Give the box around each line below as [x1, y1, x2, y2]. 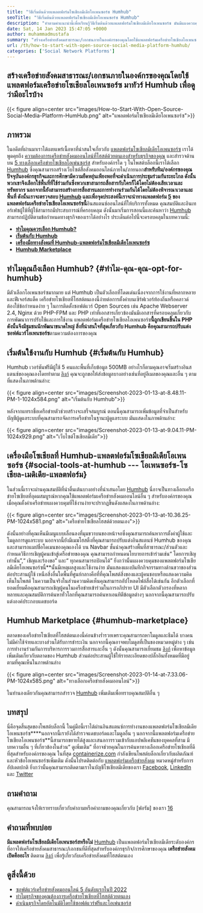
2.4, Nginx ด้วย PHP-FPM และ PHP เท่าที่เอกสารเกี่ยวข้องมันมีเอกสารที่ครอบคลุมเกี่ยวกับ [7, 309, 192, 317]
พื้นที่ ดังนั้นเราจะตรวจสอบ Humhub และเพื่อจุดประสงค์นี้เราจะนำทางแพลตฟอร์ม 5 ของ [7, 193, 180, 200]
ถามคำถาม [7, 788, 37, 798]
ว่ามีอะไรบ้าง [7, 89, 43, 100]
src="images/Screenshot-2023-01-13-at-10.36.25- [64, 511, 191, 518]
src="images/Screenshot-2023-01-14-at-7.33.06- [64, 670, 189, 678]
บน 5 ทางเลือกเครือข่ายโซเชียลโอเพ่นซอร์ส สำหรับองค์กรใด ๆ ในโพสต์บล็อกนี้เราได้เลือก [7, 159, 180, 167]
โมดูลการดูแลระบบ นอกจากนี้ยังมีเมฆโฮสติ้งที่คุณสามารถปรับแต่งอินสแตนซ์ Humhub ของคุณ [7, 536, 192, 544]
